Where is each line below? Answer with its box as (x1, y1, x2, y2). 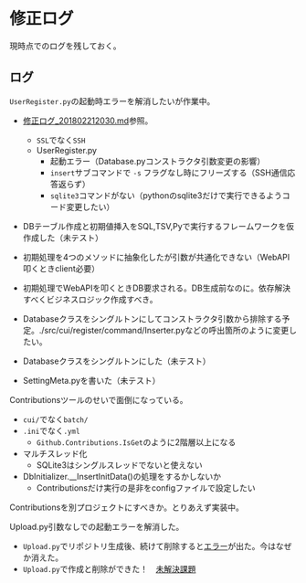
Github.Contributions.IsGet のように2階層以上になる (36, 436, 237, 448)
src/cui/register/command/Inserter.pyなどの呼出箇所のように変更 (44, 324, 290, 335)
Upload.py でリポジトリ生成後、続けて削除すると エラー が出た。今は (22, 540, 277, 551)
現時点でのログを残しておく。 (9, 40, 121, 51)
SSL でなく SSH (36, 134, 86, 145)
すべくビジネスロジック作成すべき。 (22, 293, 158, 304)
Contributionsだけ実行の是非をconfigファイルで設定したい (36, 482, 256, 493)
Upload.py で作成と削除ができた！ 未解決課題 (22, 563, 196, 574)
